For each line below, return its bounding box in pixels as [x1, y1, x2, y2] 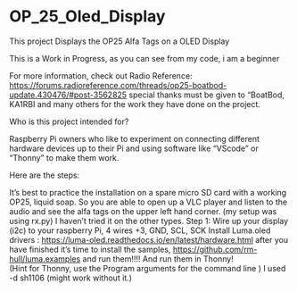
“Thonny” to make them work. [9, 152, 120, 163]
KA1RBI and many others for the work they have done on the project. [9, 98, 261, 109]
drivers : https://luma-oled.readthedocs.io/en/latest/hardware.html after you [9, 234, 288, 245]
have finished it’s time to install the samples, [9, 244, 171, 254]
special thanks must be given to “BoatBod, [128, 89, 285, 100]
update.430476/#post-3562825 [9, 89, 128, 100]
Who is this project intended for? [9, 116, 129, 127]
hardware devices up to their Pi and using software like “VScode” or [9, 143, 259, 154]
